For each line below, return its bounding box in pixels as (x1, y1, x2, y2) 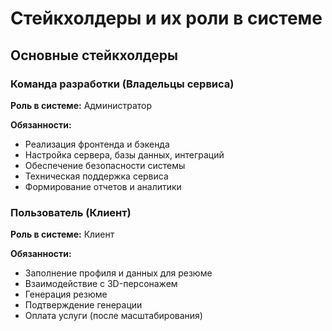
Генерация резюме (24, 288, 108, 301)
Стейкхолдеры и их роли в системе (10, 7, 323, 30)
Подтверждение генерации (24, 299, 143, 311)
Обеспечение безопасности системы (24, 159, 186, 171)
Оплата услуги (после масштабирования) (24, 310, 203, 322)
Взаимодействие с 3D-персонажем (24, 278, 178, 290)
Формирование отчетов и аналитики (24, 180, 182, 192)
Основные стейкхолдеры (10, 47, 178, 64)
